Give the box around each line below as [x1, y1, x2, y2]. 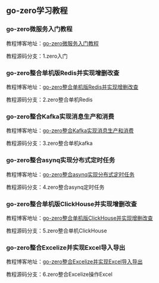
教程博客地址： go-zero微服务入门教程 [6, 39, 99, 46]
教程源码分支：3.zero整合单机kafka [6, 139, 93, 147]
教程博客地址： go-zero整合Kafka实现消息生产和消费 [6, 127, 134, 134]
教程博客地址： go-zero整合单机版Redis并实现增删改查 [6, 83, 139, 91]
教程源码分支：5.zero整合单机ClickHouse [6, 227, 107, 234]
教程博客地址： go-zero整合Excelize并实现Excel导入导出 [6, 258, 143, 265]
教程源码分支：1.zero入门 [6, 52, 68, 60]
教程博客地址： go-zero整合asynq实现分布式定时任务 [6, 170, 135, 178]
